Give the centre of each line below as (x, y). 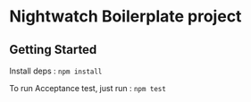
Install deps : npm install (56, 71)
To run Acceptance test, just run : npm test (88, 88)
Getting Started (53, 50)
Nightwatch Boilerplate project (125, 17)
